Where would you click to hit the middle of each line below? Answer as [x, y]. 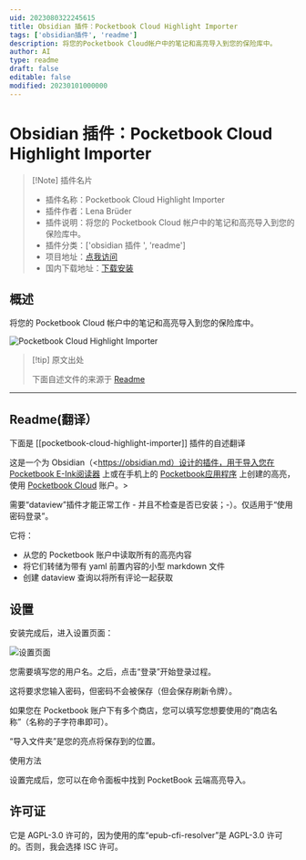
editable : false [40, 78]
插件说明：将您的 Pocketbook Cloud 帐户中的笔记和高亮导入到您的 [170, 222]
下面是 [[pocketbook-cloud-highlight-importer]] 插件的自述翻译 [127, 443]
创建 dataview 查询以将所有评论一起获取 [98, 578]
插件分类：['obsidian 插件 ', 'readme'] [116, 245]
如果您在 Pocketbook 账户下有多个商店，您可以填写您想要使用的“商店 [140, 710]
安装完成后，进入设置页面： [61, 633]
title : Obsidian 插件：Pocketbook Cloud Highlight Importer [124, 26]
